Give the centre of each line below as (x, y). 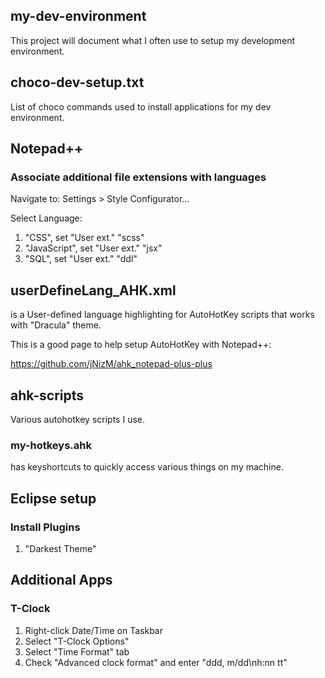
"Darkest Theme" (60, 548)
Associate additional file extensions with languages (138, 177)
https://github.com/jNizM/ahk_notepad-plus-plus (111, 364)
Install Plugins (45, 527)
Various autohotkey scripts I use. (77, 419)
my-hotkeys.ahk (51, 445)
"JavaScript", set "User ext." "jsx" (93, 248)
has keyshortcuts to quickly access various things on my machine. (147, 467)
